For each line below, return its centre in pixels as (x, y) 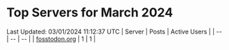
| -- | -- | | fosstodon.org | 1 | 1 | (51, 38)
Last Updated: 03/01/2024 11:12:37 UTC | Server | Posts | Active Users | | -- (114, 32)
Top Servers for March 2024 (90, 13)
